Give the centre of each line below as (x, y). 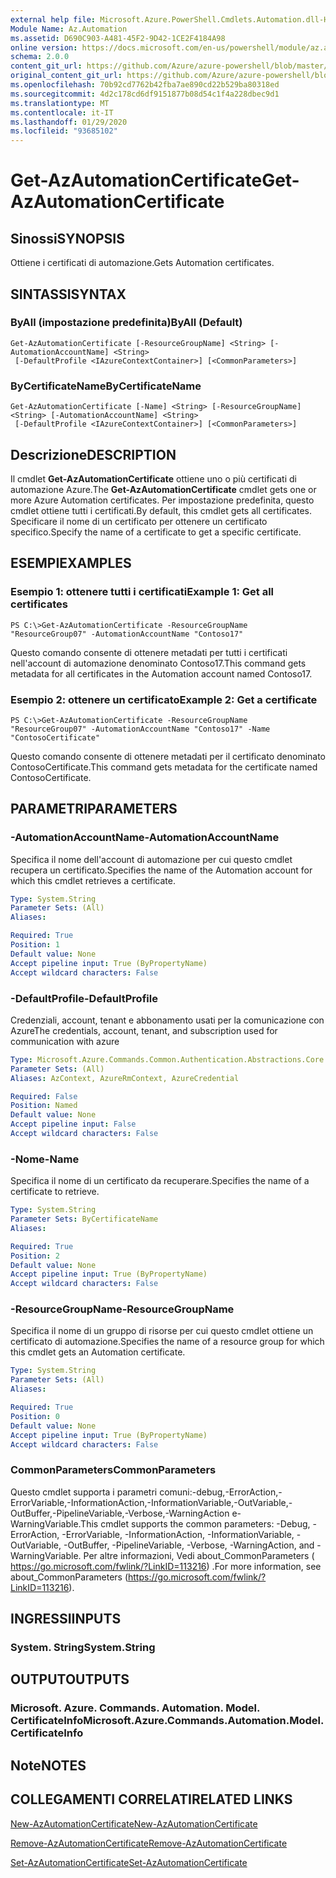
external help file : (53, 19)
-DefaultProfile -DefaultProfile (84, 998)
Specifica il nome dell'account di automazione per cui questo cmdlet (151, 859)
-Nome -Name (45, 1159)
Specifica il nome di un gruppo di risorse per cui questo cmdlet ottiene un (162, 1331)
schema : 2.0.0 (40, 57)
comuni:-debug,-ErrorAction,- (221, 1492)
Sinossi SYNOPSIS (67, 238)
